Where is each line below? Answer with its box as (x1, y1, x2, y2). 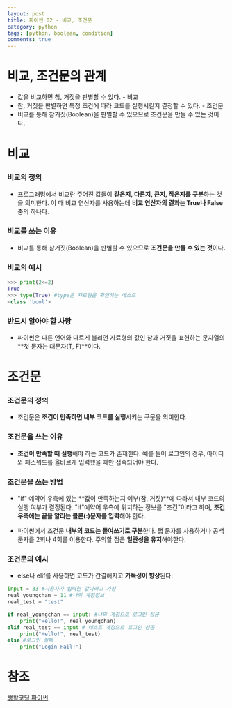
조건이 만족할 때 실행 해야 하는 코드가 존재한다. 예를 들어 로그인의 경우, (17, 449, 206, 458)
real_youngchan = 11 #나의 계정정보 (7, 592, 105, 599)
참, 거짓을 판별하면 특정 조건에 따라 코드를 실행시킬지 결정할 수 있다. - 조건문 (17, 102, 224, 110)
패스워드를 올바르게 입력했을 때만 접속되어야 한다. (24, 458, 158, 466)
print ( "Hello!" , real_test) (19, 631, 101, 638)
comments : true (7, 36, 51, 43)
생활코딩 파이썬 (7, 693, 49, 702)
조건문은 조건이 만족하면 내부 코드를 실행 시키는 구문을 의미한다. (17, 413, 188, 421)
